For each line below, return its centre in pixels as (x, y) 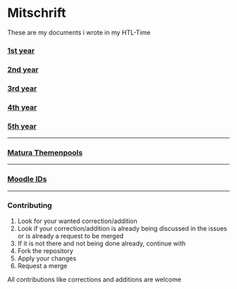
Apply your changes (47, 258)
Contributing (30, 205)
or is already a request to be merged (71, 236)
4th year (22, 107)
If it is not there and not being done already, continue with (102, 243)
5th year (22, 126)
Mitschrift (37, 13)
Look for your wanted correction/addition (77, 221)
